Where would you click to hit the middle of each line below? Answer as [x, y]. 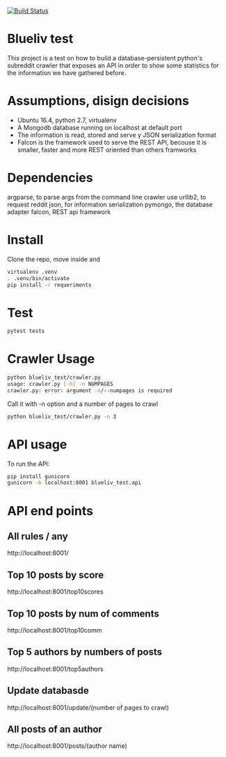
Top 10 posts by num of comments [83, 613]
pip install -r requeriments [49, 285]
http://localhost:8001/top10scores [55, 592]
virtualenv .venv [32, 272]
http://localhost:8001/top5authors [55, 669]
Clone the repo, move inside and [54, 259]
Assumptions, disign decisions [98, 101]
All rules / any [38, 536]
